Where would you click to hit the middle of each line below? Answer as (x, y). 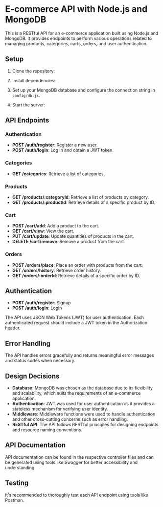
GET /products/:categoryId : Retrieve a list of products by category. (81, 197)
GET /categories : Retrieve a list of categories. (58, 174)
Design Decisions (32, 376)
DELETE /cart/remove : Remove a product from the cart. (69, 242)
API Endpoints (27, 120)
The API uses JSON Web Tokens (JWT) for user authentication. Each (75, 317)
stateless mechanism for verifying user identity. (60, 409)
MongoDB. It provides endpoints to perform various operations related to (79, 38)
